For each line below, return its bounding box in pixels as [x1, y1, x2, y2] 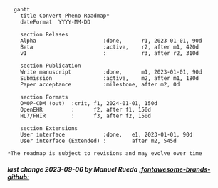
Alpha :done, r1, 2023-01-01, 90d [20, 37, 202, 44]
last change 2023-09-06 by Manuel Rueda [7, 164, 138, 174]
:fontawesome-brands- [138, 164, 211, 174]
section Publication [20, 62, 81, 69]
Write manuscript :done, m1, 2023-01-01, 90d [20, 69, 202, 76]
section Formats [20, 94, 69, 101]
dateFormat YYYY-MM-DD [20, 19, 91, 26]
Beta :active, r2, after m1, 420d [20, 44, 199, 51]
